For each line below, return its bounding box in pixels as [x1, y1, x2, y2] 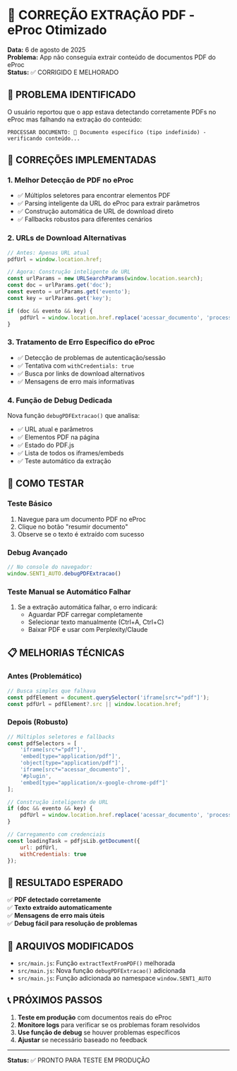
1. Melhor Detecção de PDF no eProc [7, 175, 134, 185]
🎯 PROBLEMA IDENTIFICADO [7, 89, 136, 101]
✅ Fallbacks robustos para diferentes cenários [17, 215, 153, 224]
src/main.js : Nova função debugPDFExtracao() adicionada [17, 967, 186, 975]
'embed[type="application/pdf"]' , [20, 753, 121, 760]
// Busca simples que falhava [7, 687, 97, 695]
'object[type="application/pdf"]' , [20, 760, 125, 767]
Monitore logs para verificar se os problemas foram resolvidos [17, 1020, 200, 1029]
